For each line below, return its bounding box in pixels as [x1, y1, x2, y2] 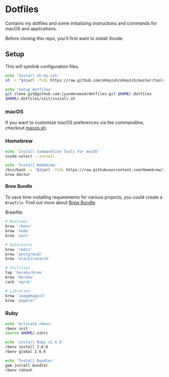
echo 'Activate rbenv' [5, 321, 53, 326]
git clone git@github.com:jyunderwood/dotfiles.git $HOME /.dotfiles [5, 92, 152, 97]
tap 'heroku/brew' [5, 270, 44, 275]
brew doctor [5, 172, 30, 177]
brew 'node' [5, 228, 30, 234]
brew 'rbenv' [5, 224, 33, 229]
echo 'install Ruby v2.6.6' [5, 340, 64, 345]
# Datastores [5, 242, 33, 247]
